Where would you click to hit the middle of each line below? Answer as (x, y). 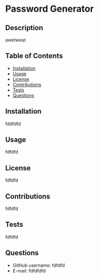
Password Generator (49, 9)
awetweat (15, 40)
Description (24, 28)
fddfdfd (13, 123)
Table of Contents (34, 56)
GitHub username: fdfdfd (39, 265)
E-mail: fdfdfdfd (29, 270)
